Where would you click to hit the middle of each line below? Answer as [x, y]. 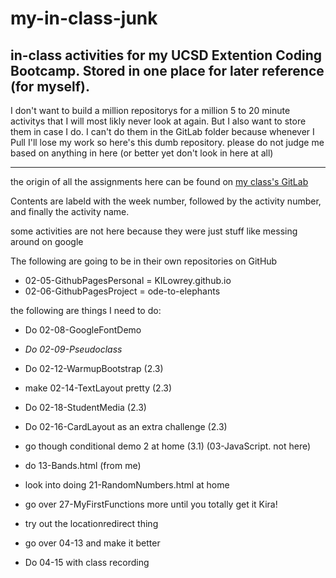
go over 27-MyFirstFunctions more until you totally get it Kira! [151, 504]
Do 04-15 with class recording [87, 562]
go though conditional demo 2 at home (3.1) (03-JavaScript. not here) [168, 446]
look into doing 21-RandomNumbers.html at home [127, 485]
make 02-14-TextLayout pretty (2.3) [98, 388]
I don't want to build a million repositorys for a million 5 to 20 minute [150, 110]
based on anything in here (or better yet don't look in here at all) [142, 153]
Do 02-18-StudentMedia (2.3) [85, 407]
